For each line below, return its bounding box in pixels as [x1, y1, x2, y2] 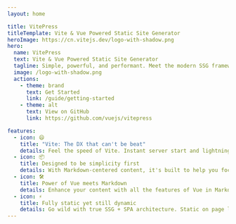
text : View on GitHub [25, 108, 90, 116]
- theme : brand [20, 82, 65, 89]
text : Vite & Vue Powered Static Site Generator [13, 56, 159, 63]
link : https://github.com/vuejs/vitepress [25, 115, 152, 122]
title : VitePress [7, 23, 58, 30]
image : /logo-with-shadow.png [13, 68, 102, 76]
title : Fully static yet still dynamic [20, 199, 137, 206]
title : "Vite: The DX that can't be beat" [20, 140, 146, 148]
